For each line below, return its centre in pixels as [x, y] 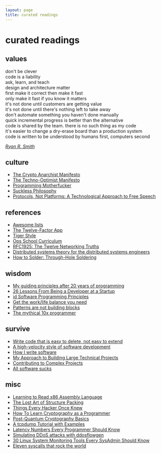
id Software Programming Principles [51, 297]
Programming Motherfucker [42, 186]
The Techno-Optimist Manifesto [46, 180]
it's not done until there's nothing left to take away [58, 109]
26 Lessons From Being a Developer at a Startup [64, 291]
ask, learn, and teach [27, 82]
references [23, 212]
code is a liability [23, 77]
